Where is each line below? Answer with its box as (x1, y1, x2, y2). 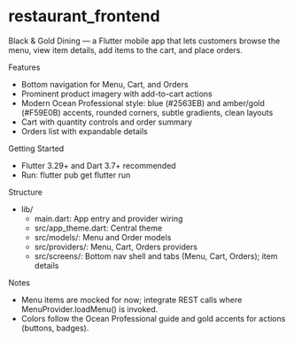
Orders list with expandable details (20, 125, 148, 136)
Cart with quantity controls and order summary (20, 117, 192, 127)
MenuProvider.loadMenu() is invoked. (20, 303, 159, 315)
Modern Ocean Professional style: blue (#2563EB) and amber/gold (20, 97, 265, 108)
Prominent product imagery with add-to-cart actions (20, 88, 213, 99)
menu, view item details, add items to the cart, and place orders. (8, 44, 243, 55)
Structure (8, 186, 43, 197)
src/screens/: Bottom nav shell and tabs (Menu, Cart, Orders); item (34, 250, 278, 262)
